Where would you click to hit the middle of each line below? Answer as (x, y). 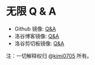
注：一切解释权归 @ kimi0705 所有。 (49, 56)
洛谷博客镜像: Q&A (37, 36)
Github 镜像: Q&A (35, 29)
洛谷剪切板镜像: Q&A (39, 43)
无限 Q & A (31, 11)
